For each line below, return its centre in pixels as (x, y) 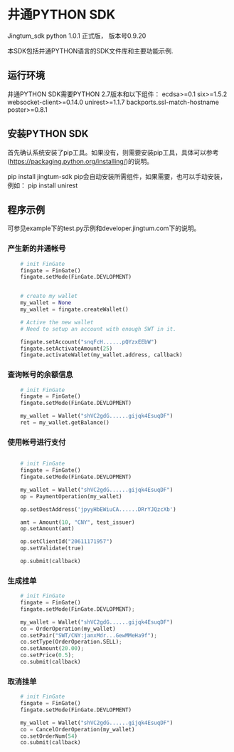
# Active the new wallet (57, 322)
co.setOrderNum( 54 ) (49, 736)
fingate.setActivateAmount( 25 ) (67, 349)
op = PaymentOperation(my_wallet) (71, 496)
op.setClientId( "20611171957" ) (67, 542)
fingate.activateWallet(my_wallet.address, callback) (101, 355)
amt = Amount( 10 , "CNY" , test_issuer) (78, 522)
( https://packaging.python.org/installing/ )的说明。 (80, 161)
